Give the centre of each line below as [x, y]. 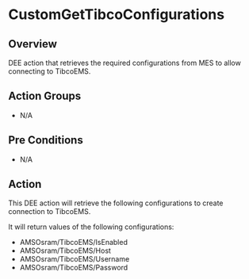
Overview [33, 44]
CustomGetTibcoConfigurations [116, 15]
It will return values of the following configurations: [91, 227]
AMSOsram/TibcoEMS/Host [65, 250]
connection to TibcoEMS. [50, 212]
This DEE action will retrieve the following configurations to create [116, 203]
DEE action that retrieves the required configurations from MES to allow [125, 63]
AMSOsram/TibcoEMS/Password [74, 268]
